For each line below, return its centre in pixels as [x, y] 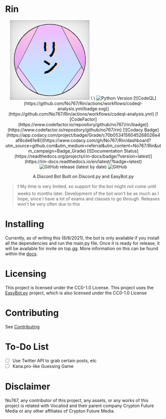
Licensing [26, 274]
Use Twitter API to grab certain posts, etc [54, 360]
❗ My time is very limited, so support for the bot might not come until [87, 186]
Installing [25, 224]
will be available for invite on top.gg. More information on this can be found [82, 248]
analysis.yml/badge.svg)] [83, 108]
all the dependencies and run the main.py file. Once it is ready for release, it [83, 243]
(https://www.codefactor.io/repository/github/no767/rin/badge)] [83, 124]
